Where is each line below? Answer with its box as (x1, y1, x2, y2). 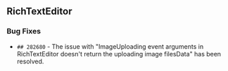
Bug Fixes (6, 26, 42, 36)
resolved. (16, 57, 44, 65)
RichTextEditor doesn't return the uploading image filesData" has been (16, 49, 222, 58)
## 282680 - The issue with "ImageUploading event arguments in (16, 42, 204, 51)
